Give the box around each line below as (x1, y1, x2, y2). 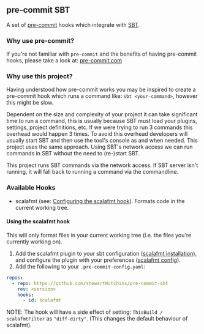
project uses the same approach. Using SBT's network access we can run (6, 143, 193, 150)
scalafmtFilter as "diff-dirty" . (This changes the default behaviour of (6, 315, 188, 322)
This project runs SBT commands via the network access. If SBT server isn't (6, 161, 198, 169)
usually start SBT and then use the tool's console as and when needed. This (6, 137, 198, 144)
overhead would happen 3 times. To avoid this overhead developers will (6, 130, 188, 138)
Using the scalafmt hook (6, 218, 70, 225)
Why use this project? (6, 72, 73, 81)
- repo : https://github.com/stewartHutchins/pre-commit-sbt (12, 280, 168, 286)
